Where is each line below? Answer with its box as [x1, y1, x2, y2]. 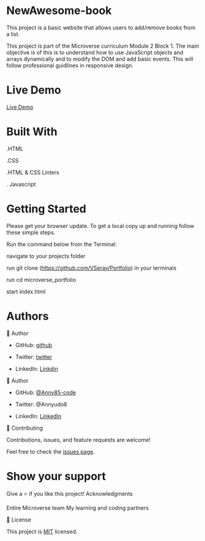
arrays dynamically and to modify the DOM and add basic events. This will [6, 55, 194, 62]
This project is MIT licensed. [6, 528, 78, 535]
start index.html [6, 288, 46, 295]
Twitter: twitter [15, 353, 53, 361]
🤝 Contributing [6, 424, 43, 432]
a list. [6, 30, 20, 37]
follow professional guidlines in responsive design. [6, 62, 134, 69]
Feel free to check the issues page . [6, 447, 95, 455]
